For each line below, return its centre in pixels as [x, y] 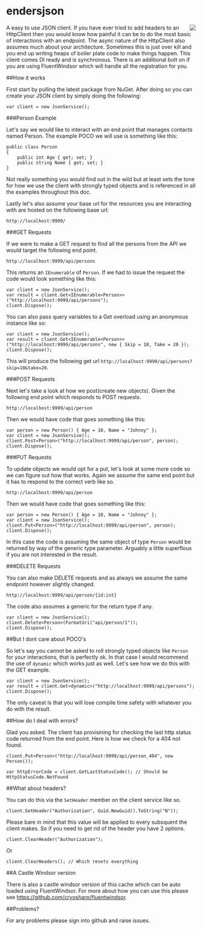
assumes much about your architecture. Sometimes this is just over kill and [99, 47]
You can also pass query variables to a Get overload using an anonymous [97, 316]
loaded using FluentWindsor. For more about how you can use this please [97, 890]
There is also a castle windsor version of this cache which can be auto [93, 884]
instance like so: [26, 323]
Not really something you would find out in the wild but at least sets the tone [101, 179]
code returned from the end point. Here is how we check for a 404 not [93, 738]
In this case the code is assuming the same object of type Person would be [99, 542]
